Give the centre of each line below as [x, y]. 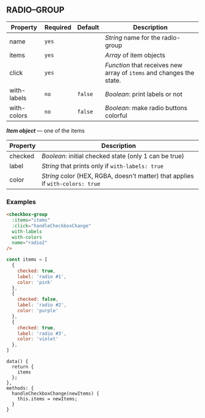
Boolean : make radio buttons [146, 108]
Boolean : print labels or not [144, 94]
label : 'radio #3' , [42, 333]
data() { [17, 362]
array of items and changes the [149, 73]
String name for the [132, 37]
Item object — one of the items [46, 130]
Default [88, 27]
